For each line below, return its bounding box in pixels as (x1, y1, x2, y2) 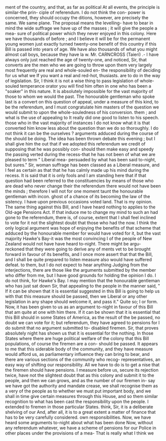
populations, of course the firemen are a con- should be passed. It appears (5, 341, 158, 346)
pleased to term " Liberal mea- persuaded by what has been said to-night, (5, 157, 157, 162)
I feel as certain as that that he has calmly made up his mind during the (5, 167, 149, 173)
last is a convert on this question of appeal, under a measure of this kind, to (5, 99, 159, 104)
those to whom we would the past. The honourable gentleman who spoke (5, 94, 155, 99)
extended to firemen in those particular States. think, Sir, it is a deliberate (5, 404, 153, 410)
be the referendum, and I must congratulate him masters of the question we (5, 104, 159, 110)
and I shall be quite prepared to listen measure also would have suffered (5, 257, 152, 262)
